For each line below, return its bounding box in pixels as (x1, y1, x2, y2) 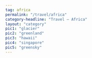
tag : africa (5, 7, 30, 13)
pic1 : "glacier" (5, 26, 40, 31)
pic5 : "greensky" (5, 45, 42, 50)
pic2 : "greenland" (5, 31, 44, 36)
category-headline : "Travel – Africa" (5, 17, 87, 22)
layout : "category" (5, 21, 47, 27)
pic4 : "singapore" (5, 40, 44, 45)
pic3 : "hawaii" (5, 36, 38, 41)
